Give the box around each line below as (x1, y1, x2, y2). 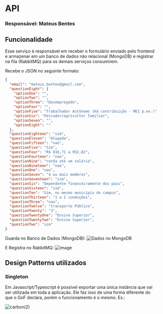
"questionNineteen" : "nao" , (9, 163, 66, 168)
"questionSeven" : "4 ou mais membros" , (9, 172, 90, 177)
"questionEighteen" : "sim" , (9, 132, 66, 137)
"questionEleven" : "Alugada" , (9, 136, 70, 141)
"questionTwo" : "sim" (9, 222, 53, 227)
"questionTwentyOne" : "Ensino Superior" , (9, 213, 95, 218)
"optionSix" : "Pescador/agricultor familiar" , (14, 113, 110, 118)
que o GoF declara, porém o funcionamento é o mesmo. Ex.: (5, 295, 126, 300)
